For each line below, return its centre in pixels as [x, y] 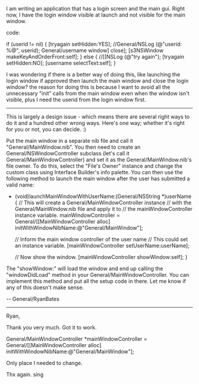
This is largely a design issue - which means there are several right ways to [98, 117]
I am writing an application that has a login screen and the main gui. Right [96, 9]
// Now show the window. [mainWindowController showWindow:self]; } [101, 257]
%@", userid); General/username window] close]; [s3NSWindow [85, 50]
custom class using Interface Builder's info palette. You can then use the [94, 172]
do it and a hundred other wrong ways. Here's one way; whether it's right [95, 123]
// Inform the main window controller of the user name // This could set [101, 239]
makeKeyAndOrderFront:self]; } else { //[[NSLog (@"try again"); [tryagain [95, 57]
